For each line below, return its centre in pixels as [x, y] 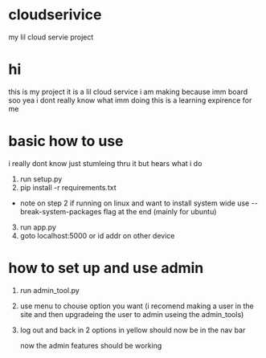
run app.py [38, 227]
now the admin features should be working [91, 345]
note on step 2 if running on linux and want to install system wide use [135, 203]
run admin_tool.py [50, 290]
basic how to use [66, 141]
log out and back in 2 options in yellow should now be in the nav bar [133, 330]
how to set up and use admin [106, 268]
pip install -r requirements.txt [68, 187]
